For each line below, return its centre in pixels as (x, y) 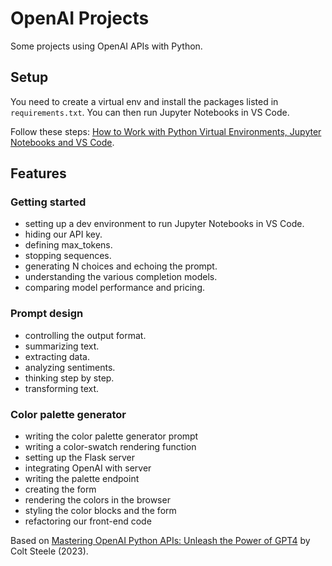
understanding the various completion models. (121, 277)
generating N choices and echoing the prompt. (121, 266)
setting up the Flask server (80, 458)
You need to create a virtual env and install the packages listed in (144, 101)
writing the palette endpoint (82, 479)
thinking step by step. (69, 378)
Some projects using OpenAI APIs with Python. (106, 46)
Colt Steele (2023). (49, 551)
